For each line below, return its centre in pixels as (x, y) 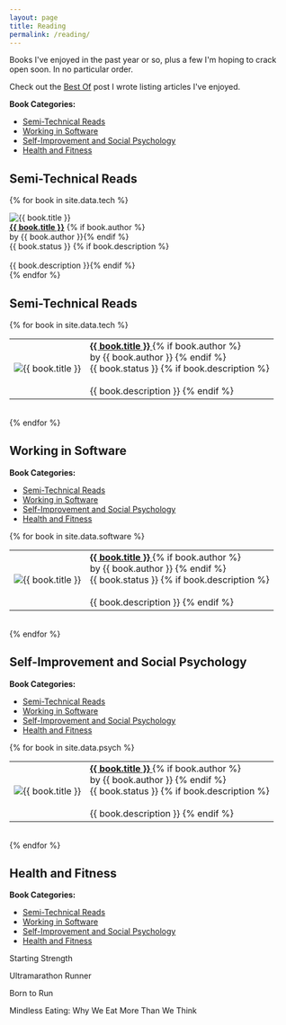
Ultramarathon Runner (50, 976)
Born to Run (31, 994)
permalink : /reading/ (50, 34)
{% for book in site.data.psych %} (72, 747)
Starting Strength (41, 958)
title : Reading (38, 26)
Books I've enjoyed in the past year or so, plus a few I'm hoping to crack (143, 60)
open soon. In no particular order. (71, 69)
